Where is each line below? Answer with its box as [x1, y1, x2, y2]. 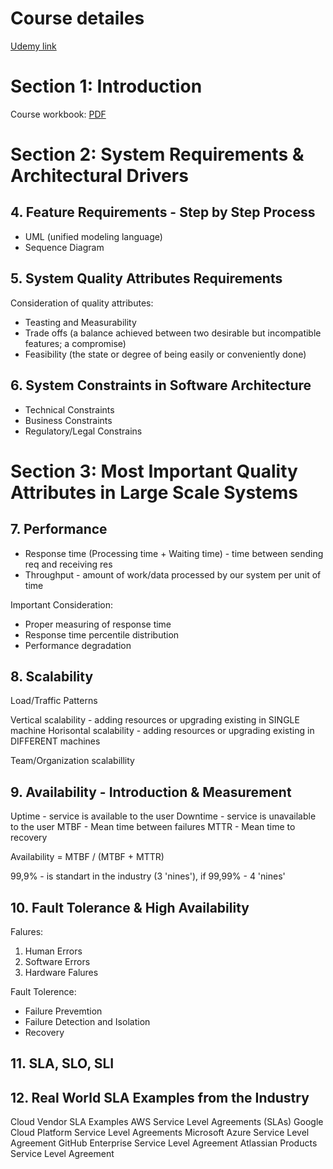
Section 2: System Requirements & [10, 143, 305, 166]
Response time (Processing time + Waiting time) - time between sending [24, 547, 324, 559]
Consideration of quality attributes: [10, 297, 154, 309]
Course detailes [10, 7, 145, 30]
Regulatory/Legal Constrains [24, 425, 143, 437]
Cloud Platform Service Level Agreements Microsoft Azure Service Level [10, 1127, 310, 1139]
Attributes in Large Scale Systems [10, 481, 298, 504]
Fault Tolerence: [10, 985, 77, 997]
